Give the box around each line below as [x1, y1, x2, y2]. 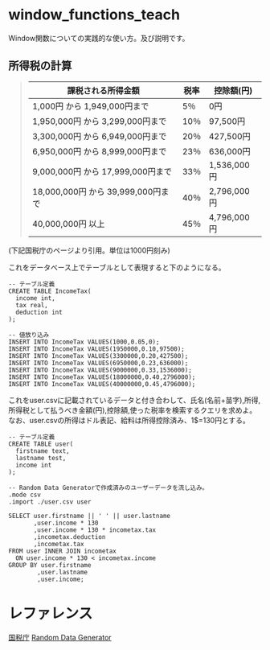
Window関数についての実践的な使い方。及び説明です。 [8, 33, 190, 43]
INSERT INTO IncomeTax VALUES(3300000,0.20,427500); [8, 352, 189, 360]
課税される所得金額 [67, 84, 141, 96]
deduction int [15, 308, 63, 316]
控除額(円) [214, 84, 253, 96]
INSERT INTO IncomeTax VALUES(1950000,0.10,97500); [8, 344, 185, 353]
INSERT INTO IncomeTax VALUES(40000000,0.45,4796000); [8, 380, 196, 388]
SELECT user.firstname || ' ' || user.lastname [8, 512, 171, 520]
